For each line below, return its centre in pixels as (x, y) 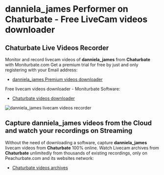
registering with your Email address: (41, 70)
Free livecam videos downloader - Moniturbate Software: (63, 89)
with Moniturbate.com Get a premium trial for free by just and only (72, 65)
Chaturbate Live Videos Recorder (57, 48)
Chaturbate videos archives (40, 168)
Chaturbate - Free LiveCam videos (76, 19)
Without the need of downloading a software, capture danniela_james (76, 142)
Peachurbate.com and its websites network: (49, 158)
